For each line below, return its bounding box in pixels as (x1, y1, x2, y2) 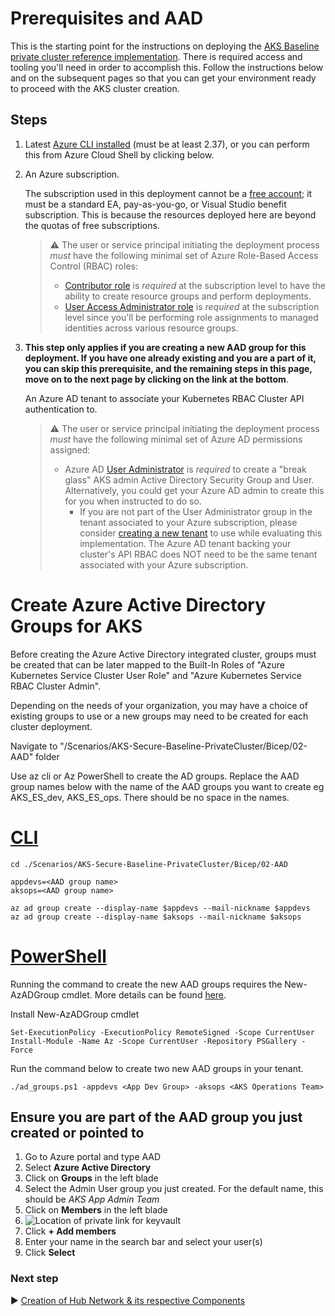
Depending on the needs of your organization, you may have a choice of (10, 699, 308, 711)
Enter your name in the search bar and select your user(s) (24, 1236, 263, 1248)
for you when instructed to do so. (64, 495, 202, 507)
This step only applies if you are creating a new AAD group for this (24, 341, 307, 353)
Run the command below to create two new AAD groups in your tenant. (10, 1062, 304, 1074)
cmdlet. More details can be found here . (61, 988, 227, 1001)
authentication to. (24, 403, 98, 415)
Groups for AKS (10, 615, 143, 637)
